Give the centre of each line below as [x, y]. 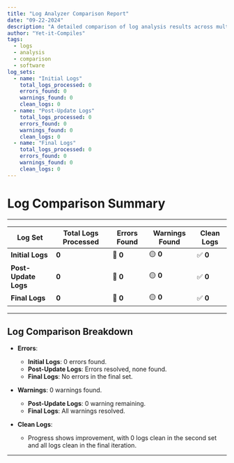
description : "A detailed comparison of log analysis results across [110, 26]
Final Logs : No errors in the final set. [80, 377]
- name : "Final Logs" [45, 143]
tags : [15, 40]
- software [29, 65]
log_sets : [22, 72]
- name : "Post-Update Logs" [54, 111]
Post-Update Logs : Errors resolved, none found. [97, 369]
